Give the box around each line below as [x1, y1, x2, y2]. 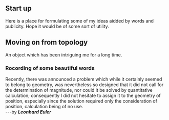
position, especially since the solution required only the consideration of [5, 97, 158, 104]
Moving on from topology [5, 38, 88, 47]
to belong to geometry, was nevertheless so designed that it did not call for [5, 82, 164, 88]
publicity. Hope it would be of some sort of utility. [5, 23, 109, 29]
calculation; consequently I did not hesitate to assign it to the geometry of [5, 92, 161, 98]
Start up [5, 4, 32, 13]
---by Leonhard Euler [5, 109, 52, 115]
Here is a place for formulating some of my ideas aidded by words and [5, 17, 154, 24]
